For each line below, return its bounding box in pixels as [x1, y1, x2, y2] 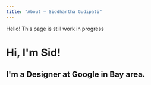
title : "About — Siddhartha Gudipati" [6, 8, 102, 15]
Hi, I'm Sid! [6, 46, 61, 59]
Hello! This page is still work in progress [6, 25, 104, 32]
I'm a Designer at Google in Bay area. [6, 70, 146, 80]
